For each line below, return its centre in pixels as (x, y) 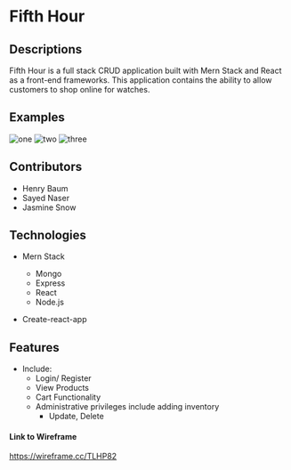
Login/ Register (63, 378)
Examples (37, 117)
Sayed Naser (45, 198)
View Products (62, 388)
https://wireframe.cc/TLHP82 (63, 457)
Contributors (46, 167)
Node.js (50, 302)
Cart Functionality (68, 397)
